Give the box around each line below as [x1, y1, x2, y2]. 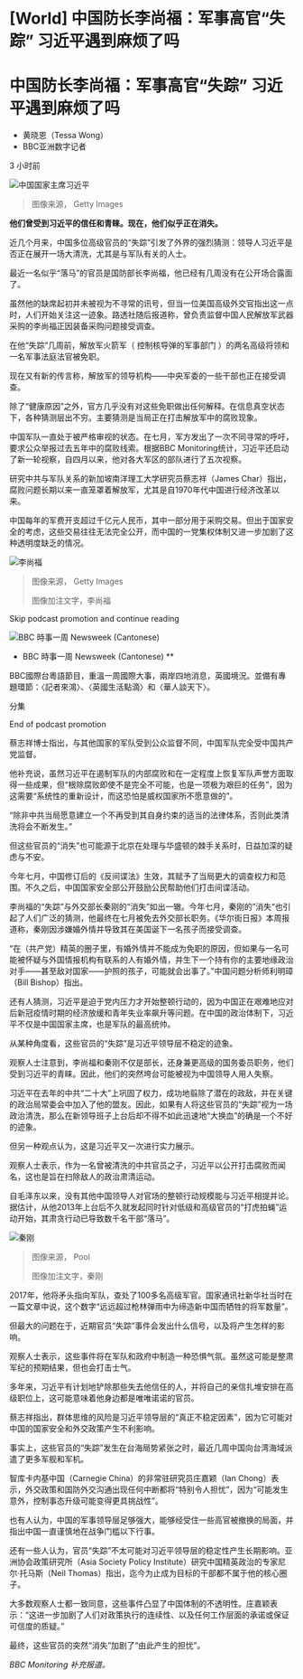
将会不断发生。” [16, 821, 73, 832]
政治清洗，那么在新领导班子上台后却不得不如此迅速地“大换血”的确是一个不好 [9, 1111, 293, 1121]
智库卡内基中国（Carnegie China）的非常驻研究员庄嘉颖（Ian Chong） [9, 1473, 271, 1484]
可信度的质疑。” [9, 1621, 65, 1632]
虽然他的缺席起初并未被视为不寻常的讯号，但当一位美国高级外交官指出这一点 [9, 298, 294, 309]
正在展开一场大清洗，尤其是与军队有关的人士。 [16, 249, 191, 259]
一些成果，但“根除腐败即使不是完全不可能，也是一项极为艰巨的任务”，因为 [16, 779, 293, 791]
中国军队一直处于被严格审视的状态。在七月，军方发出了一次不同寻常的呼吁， [9, 431, 294, 443]
